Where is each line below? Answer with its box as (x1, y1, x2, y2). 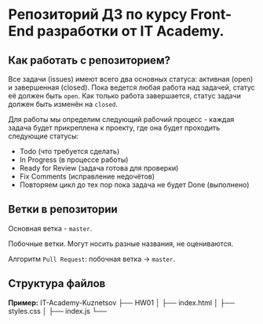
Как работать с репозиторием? (8, 53, 171, 67)
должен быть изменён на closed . (8, 100, 119, 109)
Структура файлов (8, 277, 106, 290)
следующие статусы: (8, 131, 79, 141)
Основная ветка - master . (8, 223, 93, 233)
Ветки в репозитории (8, 203, 118, 216)
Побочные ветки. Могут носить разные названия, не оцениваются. (8, 238, 234, 249)
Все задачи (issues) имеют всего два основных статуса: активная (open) (8, 75, 254, 83)
